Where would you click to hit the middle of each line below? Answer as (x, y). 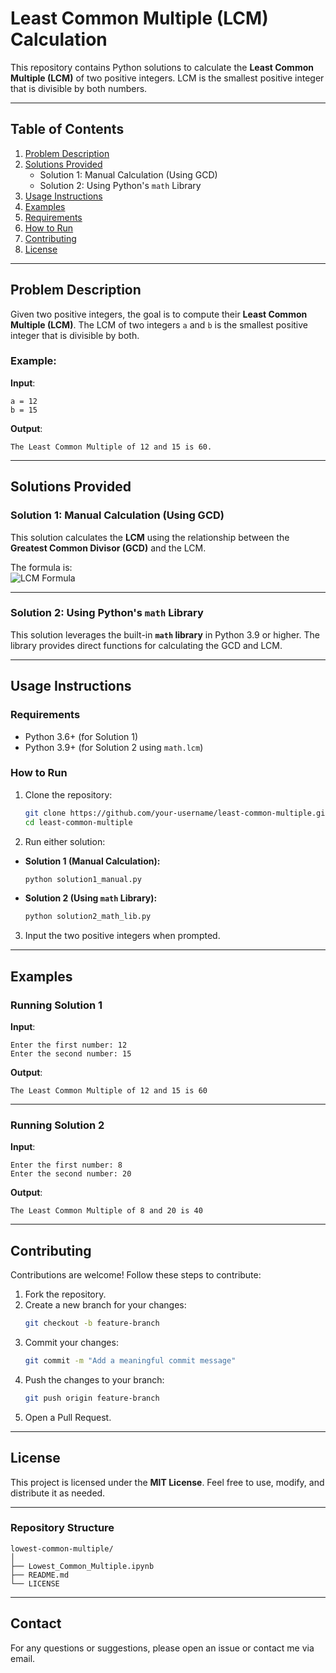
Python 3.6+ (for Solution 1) (81, 736)
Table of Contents (67, 129)
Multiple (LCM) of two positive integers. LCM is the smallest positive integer (167, 78)
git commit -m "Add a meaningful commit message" (130, 1361)
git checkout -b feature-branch (92, 1323)
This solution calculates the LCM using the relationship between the (150, 537)
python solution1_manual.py (83, 879)
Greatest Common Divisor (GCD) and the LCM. (108, 548)
